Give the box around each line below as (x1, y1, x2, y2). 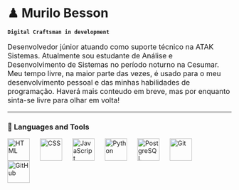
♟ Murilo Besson (7, 5, 109, 21)
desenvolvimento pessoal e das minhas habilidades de (7, 77, 191, 87)
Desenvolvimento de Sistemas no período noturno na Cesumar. (7, 59, 219, 69)
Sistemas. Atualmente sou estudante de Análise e (7, 51, 173, 60)
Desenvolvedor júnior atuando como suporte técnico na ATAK (7, 41, 214, 51)
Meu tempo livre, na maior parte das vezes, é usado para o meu (7, 68, 221, 78)
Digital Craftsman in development (7, 28, 110, 36)
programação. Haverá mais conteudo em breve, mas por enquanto (7, 86, 230, 96)
